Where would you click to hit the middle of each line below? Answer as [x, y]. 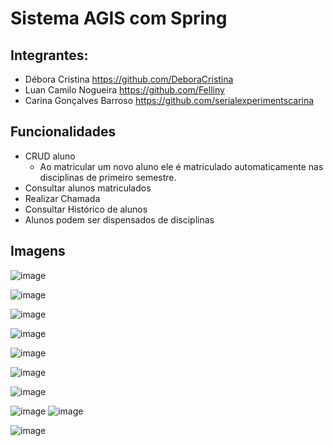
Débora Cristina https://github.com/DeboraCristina [129, 79]
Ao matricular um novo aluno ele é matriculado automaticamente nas [181, 166]
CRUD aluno [50, 156]
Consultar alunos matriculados [88, 188]
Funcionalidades [63, 132]
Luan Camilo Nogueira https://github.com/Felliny [124, 90]
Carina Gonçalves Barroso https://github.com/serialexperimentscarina [169, 100]
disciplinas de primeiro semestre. [108, 177]
